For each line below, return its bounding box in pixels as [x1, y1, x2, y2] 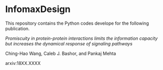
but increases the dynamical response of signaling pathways [5, 40, 133, 46]
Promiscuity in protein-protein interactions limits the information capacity [5, 35, 158, 41]
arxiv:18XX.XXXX [5, 60, 41, 66]
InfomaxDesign [5, 4, 71, 15]
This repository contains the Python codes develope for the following [5, 20, 149, 26]
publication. [5, 25, 30, 31]
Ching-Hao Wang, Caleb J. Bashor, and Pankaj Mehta [5, 50, 116, 56]
